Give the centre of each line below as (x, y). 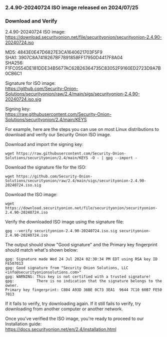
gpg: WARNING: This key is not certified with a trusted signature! (78, 277)
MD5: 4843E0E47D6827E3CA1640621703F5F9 (54, 52)
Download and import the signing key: (44, 144)
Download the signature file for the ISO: (46, 167)
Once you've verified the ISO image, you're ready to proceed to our (74, 319)
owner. (12, 286)
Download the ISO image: (31, 195)
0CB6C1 (13, 74)
